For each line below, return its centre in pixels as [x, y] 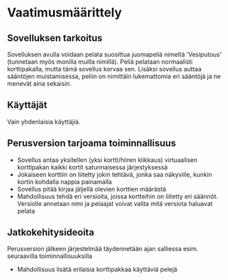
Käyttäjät [27, 105]
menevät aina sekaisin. [39, 83]
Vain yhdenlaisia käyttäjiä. [44, 121]
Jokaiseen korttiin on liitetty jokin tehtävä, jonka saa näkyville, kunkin [114, 174]
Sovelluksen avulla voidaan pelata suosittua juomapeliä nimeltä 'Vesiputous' [114, 54]
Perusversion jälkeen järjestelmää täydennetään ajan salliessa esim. [103, 249]
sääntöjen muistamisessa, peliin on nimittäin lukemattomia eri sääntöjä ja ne [114, 76]
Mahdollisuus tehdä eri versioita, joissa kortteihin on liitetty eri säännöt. [117, 196]
